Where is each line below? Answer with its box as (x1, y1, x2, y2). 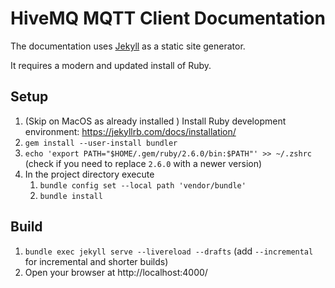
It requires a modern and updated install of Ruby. (10, 59, 212, 71)
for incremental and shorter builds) (24, 255, 169, 267)
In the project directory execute (24, 168, 155, 180)
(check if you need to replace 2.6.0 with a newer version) (24, 157, 263, 169)
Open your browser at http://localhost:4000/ (24, 266, 208, 278)
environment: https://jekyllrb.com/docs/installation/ (24, 125, 237, 137)
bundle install (39, 191, 103, 201)
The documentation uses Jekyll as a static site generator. (10, 40, 246, 52)
